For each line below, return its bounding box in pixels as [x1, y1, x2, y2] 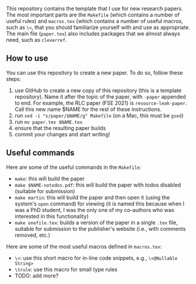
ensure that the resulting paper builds [14, 124, 106, 132]
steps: [6, 75, 21, 82]
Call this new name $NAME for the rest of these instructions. [14, 106, 162, 113]
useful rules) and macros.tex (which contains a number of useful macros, [6, 18, 184, 24]
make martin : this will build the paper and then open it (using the [14, 194, 170, 201]
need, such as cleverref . [6, 37, 67, 43]
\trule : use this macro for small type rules [14, 266, 118, 273]
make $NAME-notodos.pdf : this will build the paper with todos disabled [14, 181, 181, 188]
